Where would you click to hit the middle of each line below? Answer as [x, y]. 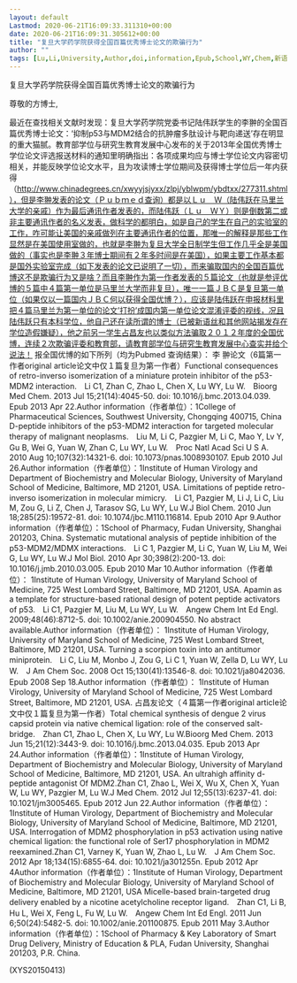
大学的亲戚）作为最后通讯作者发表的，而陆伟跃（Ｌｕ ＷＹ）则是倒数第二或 [148, 211]
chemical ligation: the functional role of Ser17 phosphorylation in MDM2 [139, 841]
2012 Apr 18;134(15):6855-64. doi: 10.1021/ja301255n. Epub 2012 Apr [134, 862]
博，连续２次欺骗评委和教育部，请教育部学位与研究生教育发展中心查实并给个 [148, 343]
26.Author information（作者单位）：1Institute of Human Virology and [133, 468]
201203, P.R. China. [45, 953]
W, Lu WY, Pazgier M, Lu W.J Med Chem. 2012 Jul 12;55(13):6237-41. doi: [143, 792]
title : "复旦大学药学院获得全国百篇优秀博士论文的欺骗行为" [106, 42]
